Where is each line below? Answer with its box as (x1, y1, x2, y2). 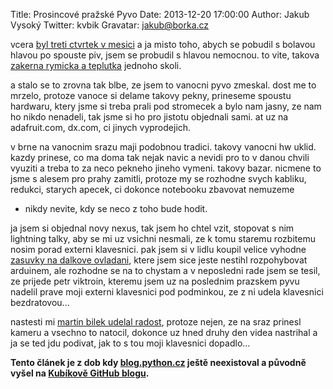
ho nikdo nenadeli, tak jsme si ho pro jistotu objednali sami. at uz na (10, 111, 289, 123)
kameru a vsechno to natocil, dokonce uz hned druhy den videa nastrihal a (10, 327, 318, 338)
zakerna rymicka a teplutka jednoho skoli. (10, 60, 182, 71)
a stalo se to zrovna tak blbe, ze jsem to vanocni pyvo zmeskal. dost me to (10, 79, 317, 91)
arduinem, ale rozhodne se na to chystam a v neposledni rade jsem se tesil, (10, 265, 321, 276)
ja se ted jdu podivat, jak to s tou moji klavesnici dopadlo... (10, 337, 251, 349)
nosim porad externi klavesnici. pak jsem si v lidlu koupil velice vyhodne (10, 244, 307, 255)
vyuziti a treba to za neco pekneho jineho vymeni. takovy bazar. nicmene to (10, 162, 322, 174)
